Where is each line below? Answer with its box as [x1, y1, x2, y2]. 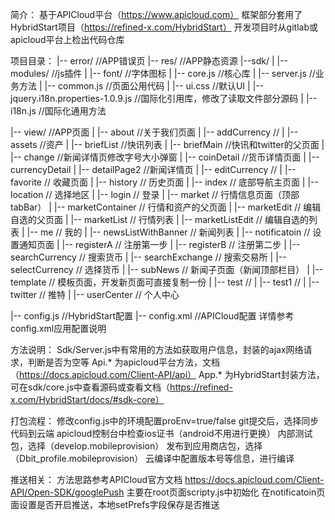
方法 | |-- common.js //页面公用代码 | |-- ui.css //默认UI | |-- [18, 80, 265, 92]
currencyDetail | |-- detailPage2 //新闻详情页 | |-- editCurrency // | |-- [10, 164, 297, 175]
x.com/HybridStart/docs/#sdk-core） [10, 394, 165, 405]
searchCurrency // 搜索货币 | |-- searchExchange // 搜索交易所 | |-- [10, 251, 287, 263]
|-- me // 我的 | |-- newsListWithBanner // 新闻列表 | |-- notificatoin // [26, 226, 311, 238]
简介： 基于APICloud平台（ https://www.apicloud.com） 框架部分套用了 [10, 9, 303, 20]
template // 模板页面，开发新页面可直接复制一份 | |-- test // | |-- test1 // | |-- [10, 276, 320, 288]
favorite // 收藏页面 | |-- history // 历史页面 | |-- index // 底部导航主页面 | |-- [10, 176, 319, 188]
